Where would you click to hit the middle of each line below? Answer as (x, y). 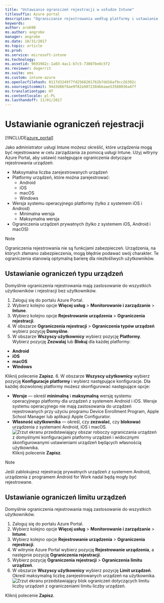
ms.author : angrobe (25, 32)
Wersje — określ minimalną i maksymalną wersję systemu (72, 396)
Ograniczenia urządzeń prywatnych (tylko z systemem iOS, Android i (81, 224)
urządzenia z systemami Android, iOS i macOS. (60, 427)
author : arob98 (20, 28)
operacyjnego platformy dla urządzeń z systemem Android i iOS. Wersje (84, 401)
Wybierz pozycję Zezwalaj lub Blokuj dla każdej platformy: (71, 341)
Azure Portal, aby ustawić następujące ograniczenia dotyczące (68, 158)
